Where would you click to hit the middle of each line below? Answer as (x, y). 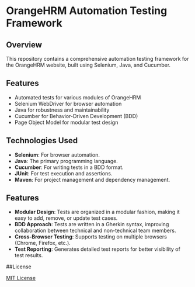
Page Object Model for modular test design (66, 122)
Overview (24, 45)
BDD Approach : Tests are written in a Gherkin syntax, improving (92, 224)
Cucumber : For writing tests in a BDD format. (69, 167)
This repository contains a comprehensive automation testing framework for (97, 59)
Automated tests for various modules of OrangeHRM (78, 97)
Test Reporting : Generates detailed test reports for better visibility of (97, 249)
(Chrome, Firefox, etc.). (43, 243)
